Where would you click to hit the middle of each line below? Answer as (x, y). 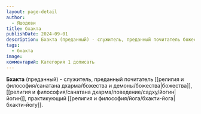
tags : (13, 46)
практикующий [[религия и (63, 98)
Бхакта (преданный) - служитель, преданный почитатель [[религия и (95, 79)
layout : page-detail (32, 12)
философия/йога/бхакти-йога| (137, 98)
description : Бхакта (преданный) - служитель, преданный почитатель (93, 40)
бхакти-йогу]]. (25, 104)
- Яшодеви (24, 23)
